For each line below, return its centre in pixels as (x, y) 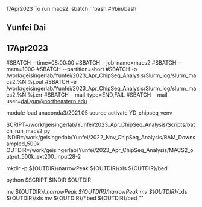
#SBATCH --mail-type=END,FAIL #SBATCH (98, 95)
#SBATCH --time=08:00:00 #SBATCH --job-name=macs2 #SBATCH (91, 63)
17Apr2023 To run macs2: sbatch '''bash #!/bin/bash (71, 9)
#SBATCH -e (61, 82)
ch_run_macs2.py (28, 131)
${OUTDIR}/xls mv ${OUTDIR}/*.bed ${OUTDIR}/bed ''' (75, 198)
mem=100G (21, 69)
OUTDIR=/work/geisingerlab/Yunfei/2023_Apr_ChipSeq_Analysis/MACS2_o (100, 150)
